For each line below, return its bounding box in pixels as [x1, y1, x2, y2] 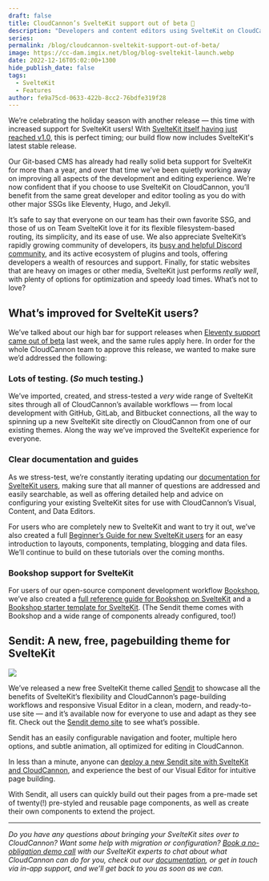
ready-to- [219, 700, 252, 709]
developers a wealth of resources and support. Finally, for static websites [8, 257, 251, 267]
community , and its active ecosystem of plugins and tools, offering [8, 249, 228, 259]
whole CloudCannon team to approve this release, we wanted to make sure [8, 345, 256, 354]
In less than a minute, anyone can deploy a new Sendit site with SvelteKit [8, 757, 249, 766]
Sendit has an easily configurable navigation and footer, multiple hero [8, 733, 238, 742]
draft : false [8, 11, 52, 20]
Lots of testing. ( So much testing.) [8, 373, 144, 384]
